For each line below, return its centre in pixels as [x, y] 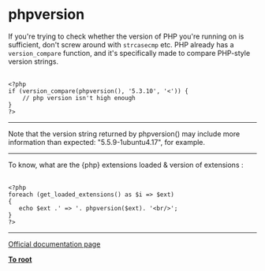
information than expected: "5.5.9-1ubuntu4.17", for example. [107, 142]
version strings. [34, 61]
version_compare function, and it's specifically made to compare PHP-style [129, 53]
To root [20, 259]
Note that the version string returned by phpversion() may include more [124, 134]
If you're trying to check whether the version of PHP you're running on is [126, 36]
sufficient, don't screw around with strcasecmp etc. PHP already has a [121, 44]
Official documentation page [54, 244]
